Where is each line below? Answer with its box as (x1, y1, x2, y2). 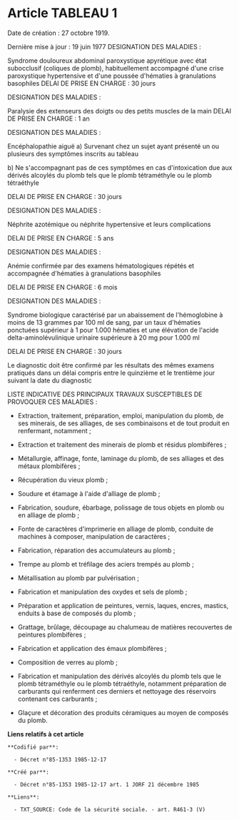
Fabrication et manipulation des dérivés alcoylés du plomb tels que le (17, 672, 222, 680)
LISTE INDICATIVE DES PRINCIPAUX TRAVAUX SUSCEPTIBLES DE (7, 390, 203, 398)
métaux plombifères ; (17, 462, 81, 470)
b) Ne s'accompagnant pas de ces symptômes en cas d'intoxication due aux (7, 163, 233, 172)
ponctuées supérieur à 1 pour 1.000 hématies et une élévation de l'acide (7, 325, 219, 334)
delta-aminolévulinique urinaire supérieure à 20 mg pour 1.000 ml (7, 333, 200, 342)
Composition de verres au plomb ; (17, 658, 118, 667)
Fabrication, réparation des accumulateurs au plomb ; (17, 546, 176, 555)
